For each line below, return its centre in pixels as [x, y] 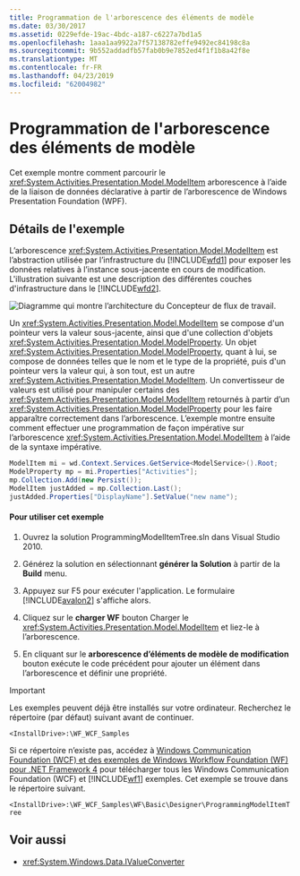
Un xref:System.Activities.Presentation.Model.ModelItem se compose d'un [147, 323]
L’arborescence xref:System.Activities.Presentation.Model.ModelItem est [144, 251]
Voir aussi [38, 840]
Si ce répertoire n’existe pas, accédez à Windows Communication [130, 750]
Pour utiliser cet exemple [57, 517]
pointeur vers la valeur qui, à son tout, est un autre [102, 371]
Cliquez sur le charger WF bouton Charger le [106, 617]
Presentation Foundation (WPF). [68, 201]
